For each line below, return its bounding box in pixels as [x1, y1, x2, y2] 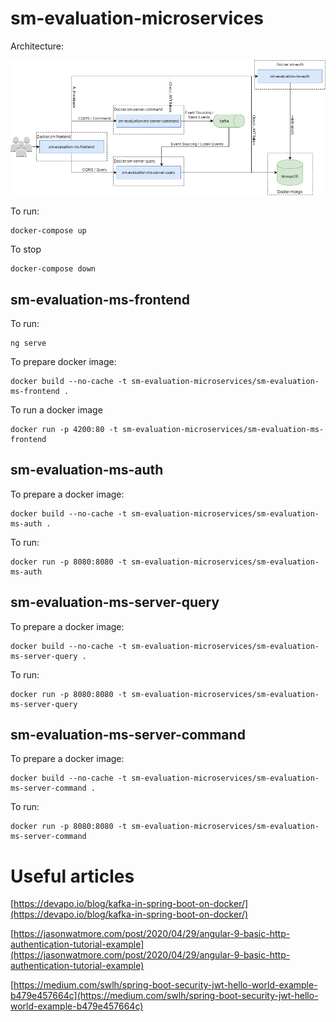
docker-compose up [10, 226, 87, 236]
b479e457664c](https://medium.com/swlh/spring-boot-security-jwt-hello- [10, 990, 319, 1002]
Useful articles [10, 865, 135, 887]
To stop [10, 243, 42, 256]
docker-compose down [10, 264, 97, 274]
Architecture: [10, 40, 65, 52]
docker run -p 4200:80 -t [10, 425, 118, 435]
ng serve [10, 338, 47, 349]
